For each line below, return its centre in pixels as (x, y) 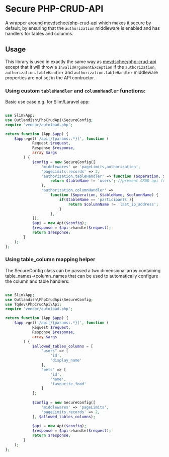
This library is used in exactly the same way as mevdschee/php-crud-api (81, 62)
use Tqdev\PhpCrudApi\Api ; (33, 304)
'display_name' (66, 361)
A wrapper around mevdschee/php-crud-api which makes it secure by (78, 23)
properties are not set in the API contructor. (50, 78)
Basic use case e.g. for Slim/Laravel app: (48, 102)
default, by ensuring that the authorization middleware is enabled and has (82, 28)
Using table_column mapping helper (50, 260)
